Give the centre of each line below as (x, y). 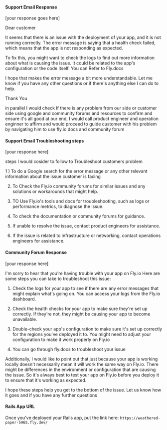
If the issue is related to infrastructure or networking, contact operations (86, 235)
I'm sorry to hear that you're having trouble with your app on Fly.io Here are (83, 273)
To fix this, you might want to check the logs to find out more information (80, 58)
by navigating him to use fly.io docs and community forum (65, 129)
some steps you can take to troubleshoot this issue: (58, 278)
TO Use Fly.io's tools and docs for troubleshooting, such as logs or (81, 201)
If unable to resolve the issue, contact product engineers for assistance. (86, 226)
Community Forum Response (36, 252)
